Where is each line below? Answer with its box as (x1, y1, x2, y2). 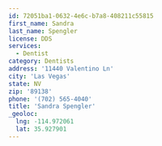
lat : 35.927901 (15, 125, 67, 133)
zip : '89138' (8, 87, 53, 96)
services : (8, 42, 42, 50)
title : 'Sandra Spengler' (8, 102, 96, 110)
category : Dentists (8, 58, 75, 66)
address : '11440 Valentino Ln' (8, 65, 114, 73)
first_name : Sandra (8, 19, 75, 28)
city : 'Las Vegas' (8, 72, 70, 80)
